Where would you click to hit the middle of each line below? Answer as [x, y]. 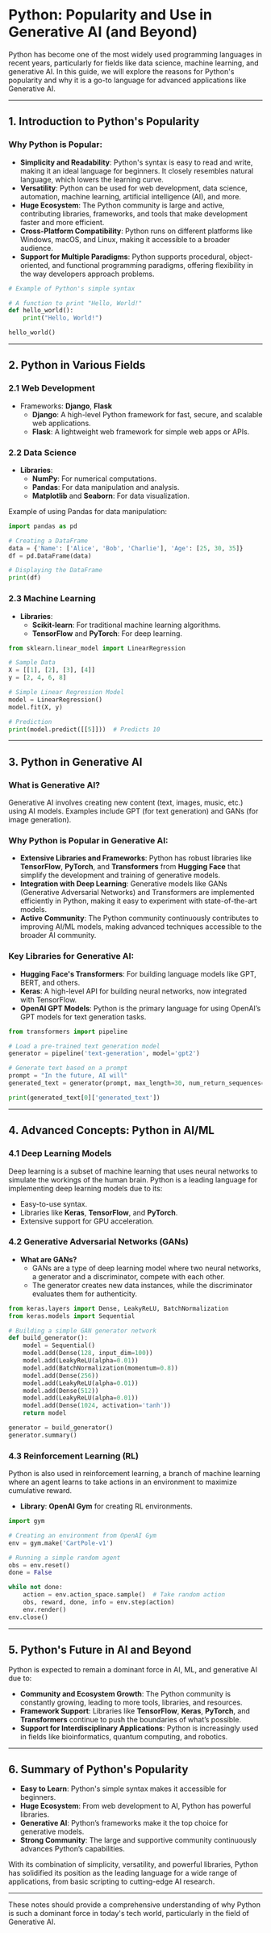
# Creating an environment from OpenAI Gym [83, 1535]
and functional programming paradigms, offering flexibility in [153, 265]
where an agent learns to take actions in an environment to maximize [123, 1482]
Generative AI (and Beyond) [103, 32]
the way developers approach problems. [87, 274]
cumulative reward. [40, 1491]
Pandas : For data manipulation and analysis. [106, 487]
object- [241, 257]
